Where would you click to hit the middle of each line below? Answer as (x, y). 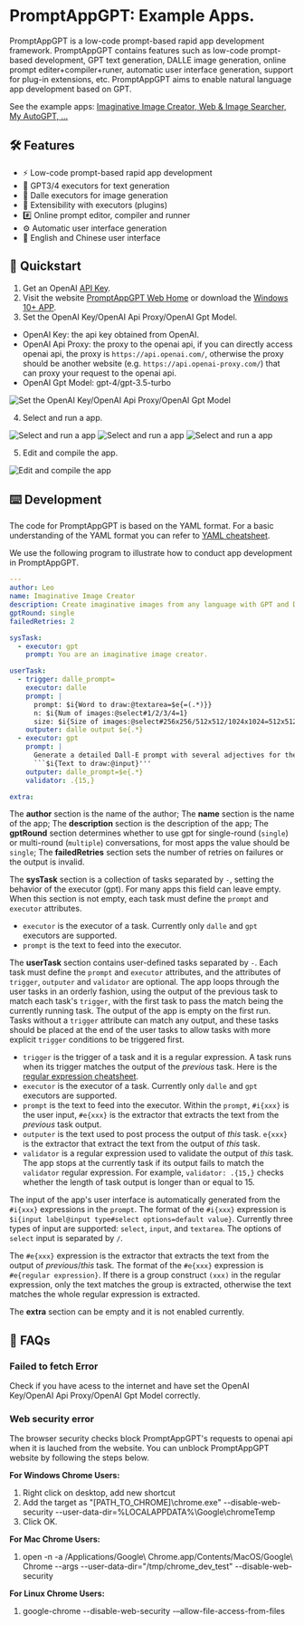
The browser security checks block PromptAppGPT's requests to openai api (152, 1439)
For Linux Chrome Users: (57, 1593)
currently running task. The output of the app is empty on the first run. (140, 1011)
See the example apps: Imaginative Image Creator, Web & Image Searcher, (148, 106)
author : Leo (32, 588)
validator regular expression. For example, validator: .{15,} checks (153, 1172)
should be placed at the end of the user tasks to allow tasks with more (140, 1030)
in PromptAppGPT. (44, 563)
